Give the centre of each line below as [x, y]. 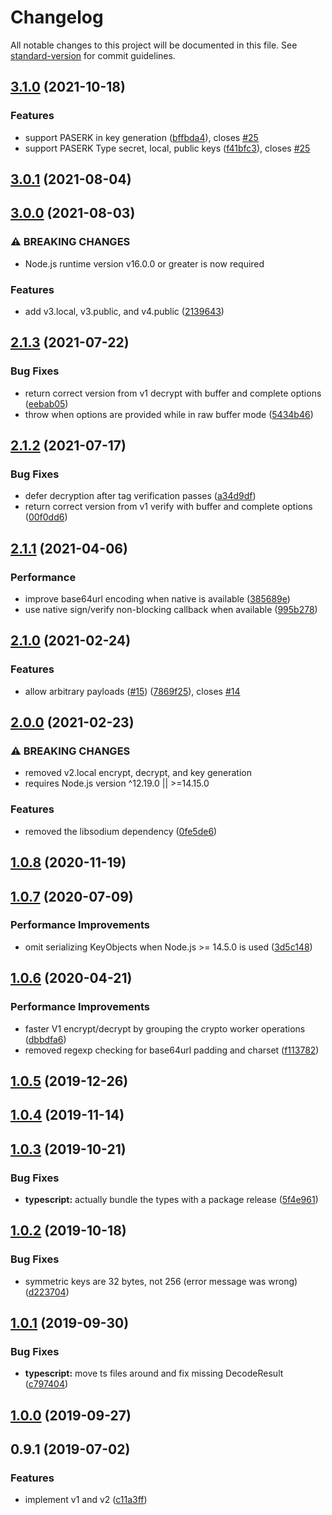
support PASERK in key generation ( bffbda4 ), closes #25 [141, 137]
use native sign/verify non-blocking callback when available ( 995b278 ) [171, 610]
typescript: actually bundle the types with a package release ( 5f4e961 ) [171, 1199]
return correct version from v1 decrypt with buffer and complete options [173, 393]
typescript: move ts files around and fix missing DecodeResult [154, 1373]
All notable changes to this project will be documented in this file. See [154, 45]
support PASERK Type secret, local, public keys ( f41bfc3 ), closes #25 [167, 148]
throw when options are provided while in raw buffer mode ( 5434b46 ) [169, 414]
